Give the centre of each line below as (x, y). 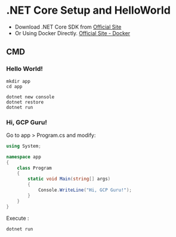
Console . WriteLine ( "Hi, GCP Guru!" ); (85, 190)
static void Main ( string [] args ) (69, 179)
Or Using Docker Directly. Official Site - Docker (72, 33)
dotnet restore (25, 102)
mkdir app (18, 81)
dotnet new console (30, 97)
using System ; (24, 146)
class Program (34, 168)
